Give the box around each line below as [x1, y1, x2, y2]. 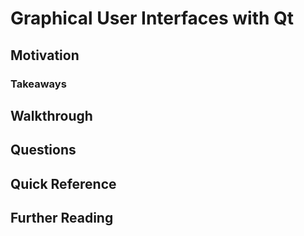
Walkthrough [10, 107, 93, 124]
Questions [10, 142, 77, 159]
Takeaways [10, 77, 67, 91]
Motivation [10, 47, 80, 64]
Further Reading [10, 210, 114, 227]
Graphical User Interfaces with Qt [10, 7, 295, 30]
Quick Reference [10, 175, 117, 192]
